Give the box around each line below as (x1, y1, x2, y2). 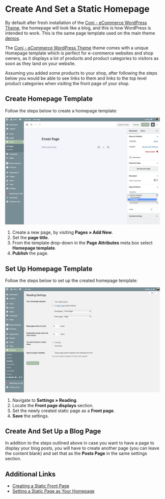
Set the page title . (12, 235, 49, 241)
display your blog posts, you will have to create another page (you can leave (5, 445, 160, 451)
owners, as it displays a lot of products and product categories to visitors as (5, 55, 159, 61)
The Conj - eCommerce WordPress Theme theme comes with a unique (5, 45, 149, 51)
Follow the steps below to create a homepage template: (5, 108, 117, 113)
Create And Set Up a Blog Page (5, 427, 102, 435)
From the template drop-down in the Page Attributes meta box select (12, 240, 153, 246)
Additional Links (5, 470, 56, 478)
